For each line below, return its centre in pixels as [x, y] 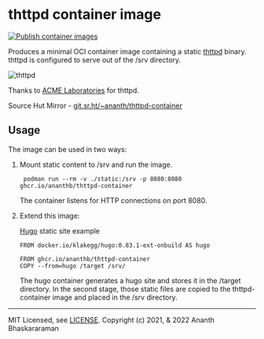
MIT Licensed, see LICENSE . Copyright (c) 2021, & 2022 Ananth [111, 319]
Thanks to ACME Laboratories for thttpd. [74, 90]
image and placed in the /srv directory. [115, 297]
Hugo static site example [60, 230]
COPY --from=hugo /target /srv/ [72, 266]
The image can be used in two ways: [68, 149]
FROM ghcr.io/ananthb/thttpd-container [85, 259]
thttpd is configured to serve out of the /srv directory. [95, 60]
